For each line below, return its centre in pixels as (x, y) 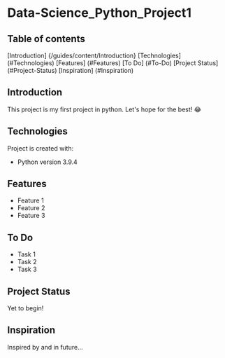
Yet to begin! (26, 308)
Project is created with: (41, 148)
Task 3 (27, 269)
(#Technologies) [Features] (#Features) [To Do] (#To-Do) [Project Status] (113, 63)
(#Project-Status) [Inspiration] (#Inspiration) (71, 70)
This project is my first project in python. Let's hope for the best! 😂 (104, 109)
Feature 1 (30, 200)
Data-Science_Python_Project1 (100, 13)
